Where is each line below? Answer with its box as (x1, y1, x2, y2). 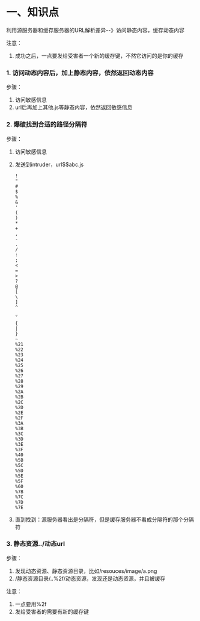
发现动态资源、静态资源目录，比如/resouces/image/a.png (14, 567, 157, 575)
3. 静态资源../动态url (6, 540, 65, 548)
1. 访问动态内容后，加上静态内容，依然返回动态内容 (6, 69, 154, 77)
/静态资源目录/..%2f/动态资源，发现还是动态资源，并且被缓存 (14, 575, 166, 582)
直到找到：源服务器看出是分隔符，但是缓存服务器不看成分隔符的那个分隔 (14, 516, 194, 523)
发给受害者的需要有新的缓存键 (14, 608, 89, 615)
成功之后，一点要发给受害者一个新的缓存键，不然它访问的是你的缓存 (14, 52, 184, 59)
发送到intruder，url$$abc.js (14, 161, 84, 168)
